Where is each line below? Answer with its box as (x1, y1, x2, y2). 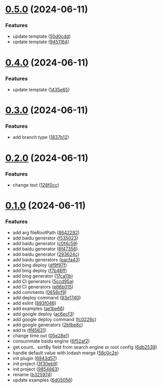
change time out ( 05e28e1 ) (12, 333, 70, 339)
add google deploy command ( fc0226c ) (12, 317, 97, 323)
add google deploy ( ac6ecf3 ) (12, 311, 74, 317)
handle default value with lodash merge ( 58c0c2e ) (12, 350, 119, 356)
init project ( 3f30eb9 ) (12, 361, 58, 367)
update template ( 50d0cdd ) (12, 33, 71, 39)
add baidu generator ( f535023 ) (12, 235, 78, 241)
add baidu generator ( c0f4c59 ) (12, 240, 78, 247)
